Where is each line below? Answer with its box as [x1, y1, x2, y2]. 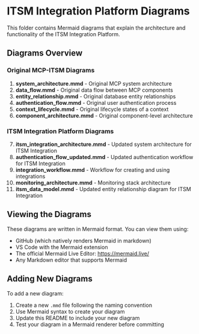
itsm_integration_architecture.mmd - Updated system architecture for [15, 140, 192, 148]
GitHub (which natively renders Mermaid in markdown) [15, 237, 152, 244]
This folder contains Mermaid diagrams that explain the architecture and [7, 24, 186, 31]
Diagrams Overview [7, 48, 83, 58]
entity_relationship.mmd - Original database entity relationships [15, 92, 176, 100]
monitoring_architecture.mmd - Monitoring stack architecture [15, 179, 171, 186]
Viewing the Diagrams [7, 209, 92, 219]
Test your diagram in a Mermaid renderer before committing [15, 321, 165, 328]
